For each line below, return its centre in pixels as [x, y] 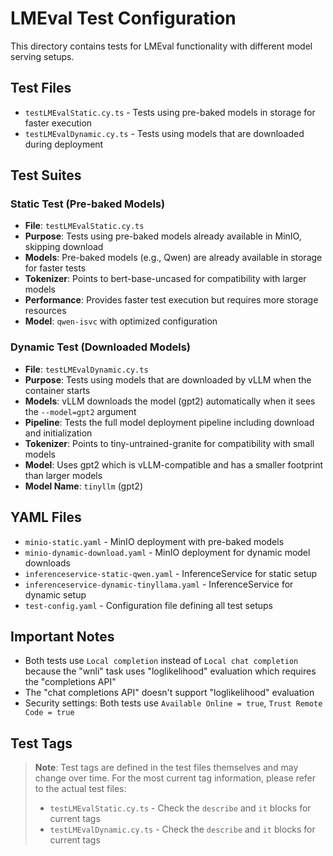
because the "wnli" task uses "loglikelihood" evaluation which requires [170, 671]
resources [45, 311]
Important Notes [62, 636]
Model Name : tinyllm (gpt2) [84, 486]
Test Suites [46, 175]
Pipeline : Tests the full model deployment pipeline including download [169, 422]
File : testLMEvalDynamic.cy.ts [86, 369]
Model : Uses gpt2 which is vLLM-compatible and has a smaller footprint [173, 464]
